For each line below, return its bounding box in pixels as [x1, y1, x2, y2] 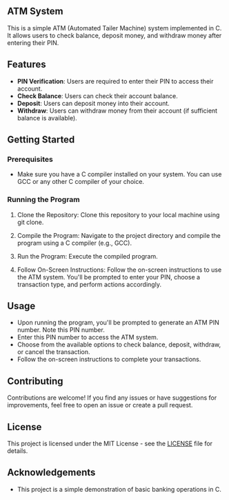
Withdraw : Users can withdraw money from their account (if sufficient [17, 107, 218, 115]
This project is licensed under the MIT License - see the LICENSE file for [7, 439, 212, 448]
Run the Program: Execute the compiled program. [17, 252, 158, 260]
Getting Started [7, 134, 75, 146]
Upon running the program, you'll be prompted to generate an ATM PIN [17, 318, 219, 327]
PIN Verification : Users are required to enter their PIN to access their [17, 77, 214, 85]
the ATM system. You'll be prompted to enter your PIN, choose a [17, 272, 201, 281]
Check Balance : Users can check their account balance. [17, 91, 178, 100]
